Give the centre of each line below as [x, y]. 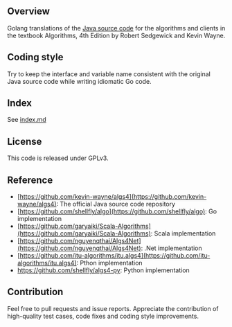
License [25, 141]
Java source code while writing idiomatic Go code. [79, 81]
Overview [29, 11]
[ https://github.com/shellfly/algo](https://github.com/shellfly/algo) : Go [117, 211]
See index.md [27, 120]
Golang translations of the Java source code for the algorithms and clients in [116, 28]
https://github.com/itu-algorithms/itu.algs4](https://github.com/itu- [115, 256]
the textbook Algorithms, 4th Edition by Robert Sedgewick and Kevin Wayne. [116, 35]
